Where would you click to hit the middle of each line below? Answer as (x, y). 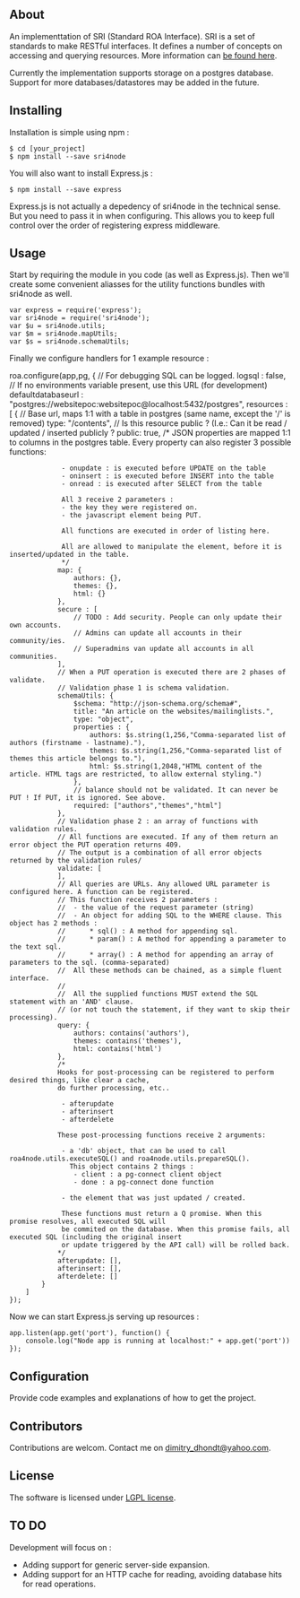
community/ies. (38, 641)
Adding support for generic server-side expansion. (116, 1565)
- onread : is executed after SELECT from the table (162, 484)
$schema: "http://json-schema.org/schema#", (158, 704)
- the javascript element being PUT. (132, 516)
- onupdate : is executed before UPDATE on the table (164, 469)
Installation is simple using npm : (69, 132)
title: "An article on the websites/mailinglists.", (174, 712)
